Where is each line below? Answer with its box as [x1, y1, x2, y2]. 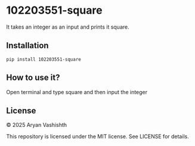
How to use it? [6, 73, 60, 83]
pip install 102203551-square [6, 56, 82, 63]
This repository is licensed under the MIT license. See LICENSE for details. [6, 133, 189, 140]
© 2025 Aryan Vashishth [6, 122, 67, 129]
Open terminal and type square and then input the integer [6, 88, 148, 95]
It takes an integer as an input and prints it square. [6, 23, 129, 30]
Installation [6, 41, 49, 51]
